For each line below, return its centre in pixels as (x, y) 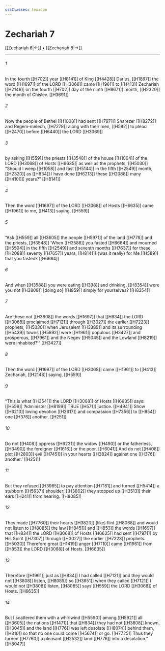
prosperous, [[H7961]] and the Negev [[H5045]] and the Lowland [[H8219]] (81, 338)
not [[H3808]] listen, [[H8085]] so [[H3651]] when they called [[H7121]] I (78, 581)
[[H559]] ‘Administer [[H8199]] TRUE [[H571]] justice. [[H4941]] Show (75, 407)
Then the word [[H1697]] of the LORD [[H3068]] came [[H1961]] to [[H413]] (81, 370)
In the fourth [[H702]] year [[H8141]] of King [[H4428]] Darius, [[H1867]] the (82, 79)
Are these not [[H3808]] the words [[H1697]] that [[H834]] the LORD (74, 316)
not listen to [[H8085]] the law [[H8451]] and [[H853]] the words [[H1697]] (80, 528)
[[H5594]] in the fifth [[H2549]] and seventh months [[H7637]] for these (78, 248)
